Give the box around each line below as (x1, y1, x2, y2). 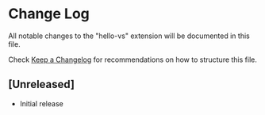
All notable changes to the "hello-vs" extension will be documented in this (8, 31, 250, 40)
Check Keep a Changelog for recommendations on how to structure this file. (8, 55, 258, 64)
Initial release (19, 98, 63, 108)
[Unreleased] (8, 78, 75, 91)
